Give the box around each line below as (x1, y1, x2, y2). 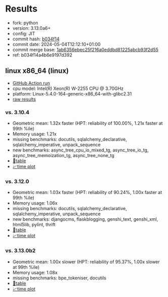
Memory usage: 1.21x (12, 131, 57, 137)
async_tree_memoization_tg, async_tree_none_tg (12, 153, 115, 159)
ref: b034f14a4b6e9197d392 (12, 52, 72, 58)
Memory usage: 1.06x (12, 200, 58, 206)
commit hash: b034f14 (12, 36, 60, 42)
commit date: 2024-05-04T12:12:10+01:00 (12, 41, 101, 47)
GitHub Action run (12, 80, 50, 86)
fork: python (12, 20, 39, 26)
